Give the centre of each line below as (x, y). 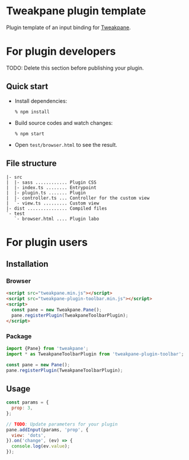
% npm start (29, 134)
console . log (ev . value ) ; (41, 446)
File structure (31, 164)
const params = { (28, 402)
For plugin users (47, 242)
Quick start (27, 86)
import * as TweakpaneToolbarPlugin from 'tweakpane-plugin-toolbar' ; (95, 354)
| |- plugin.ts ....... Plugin (46, 193)
